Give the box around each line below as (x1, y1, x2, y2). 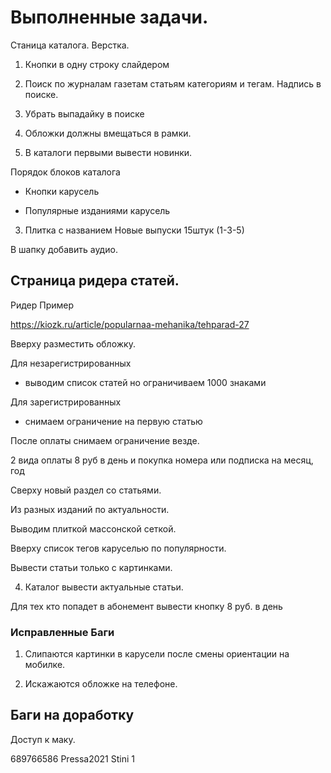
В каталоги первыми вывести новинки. (24, 146, 193, 158)
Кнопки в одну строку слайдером (24, 58, 170, 70)
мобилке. (24, 659, 66, 671)
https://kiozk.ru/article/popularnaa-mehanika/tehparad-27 (10, 318, 250, 330)
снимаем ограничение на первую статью (24, 415, 203, 427)
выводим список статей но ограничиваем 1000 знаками (24, 376, 267, 388)
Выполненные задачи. (10, 6, 209, 29)
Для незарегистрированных (10, 357, 132, 369)
